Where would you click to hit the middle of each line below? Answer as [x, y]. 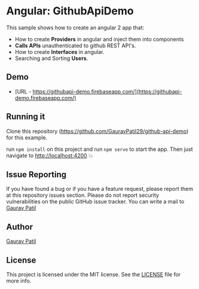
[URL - [23, 92]
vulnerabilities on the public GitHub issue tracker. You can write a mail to [95, 202]
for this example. [27, 137]
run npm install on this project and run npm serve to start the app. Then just [99, 149]
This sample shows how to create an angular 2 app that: [75, 28]
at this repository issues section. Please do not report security [83, 195]
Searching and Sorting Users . [51, 58]
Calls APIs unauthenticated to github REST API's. [75, 45]
